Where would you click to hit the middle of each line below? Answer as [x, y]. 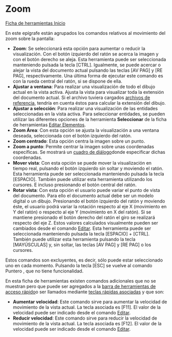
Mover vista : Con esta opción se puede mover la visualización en [82, 163]
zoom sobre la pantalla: [30, 38]
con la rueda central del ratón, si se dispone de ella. [67, 81]
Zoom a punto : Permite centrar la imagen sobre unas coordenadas [83, 146]
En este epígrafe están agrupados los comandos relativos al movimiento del [85, 33]
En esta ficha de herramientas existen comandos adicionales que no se [81, 281]
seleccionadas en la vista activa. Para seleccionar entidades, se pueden [89, 114]
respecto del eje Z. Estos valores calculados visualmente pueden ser [85, 223]
